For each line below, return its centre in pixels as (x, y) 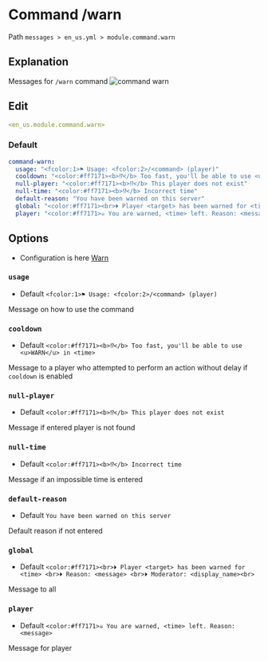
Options (29, 238)
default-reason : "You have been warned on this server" (110, 199)
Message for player (40, 647)
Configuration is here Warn (64, 258)
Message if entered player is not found (72, 428)
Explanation (39, 62)
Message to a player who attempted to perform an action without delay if (128, 368)
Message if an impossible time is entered (76, 479)
